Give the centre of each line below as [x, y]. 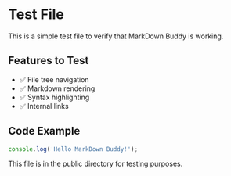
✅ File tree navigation [54, 79]
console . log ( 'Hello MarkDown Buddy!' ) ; [73, 149]
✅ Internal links [44, 106]
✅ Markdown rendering [57, 88]
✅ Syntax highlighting [54, 97]
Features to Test [49, 61]
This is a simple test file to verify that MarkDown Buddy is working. [116, 36]
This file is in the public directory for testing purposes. [96, 164]
